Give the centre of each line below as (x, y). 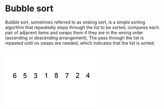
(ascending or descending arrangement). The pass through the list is (74, 38)
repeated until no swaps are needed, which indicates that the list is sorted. (80, 43)
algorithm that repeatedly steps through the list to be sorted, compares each (82, 27)
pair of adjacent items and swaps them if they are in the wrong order (74, 32)
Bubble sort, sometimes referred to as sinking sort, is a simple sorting (75, 22)
